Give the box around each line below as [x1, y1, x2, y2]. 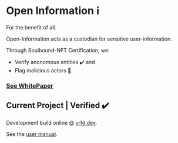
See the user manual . [6, 130, 58, 138]
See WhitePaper [6, 81, 53, 89]
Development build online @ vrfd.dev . [6, 119, 98, 126]
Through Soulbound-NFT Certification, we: [6, 46, 110, 54]
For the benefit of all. [6, 24, 57, 31]
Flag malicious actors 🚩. [14, 66, 73, 74]
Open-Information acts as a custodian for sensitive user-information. [6, 35, 172, 42]
